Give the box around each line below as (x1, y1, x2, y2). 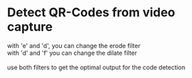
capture (7, 19, 53, 35)
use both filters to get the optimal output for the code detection (7, 63, 186, 71)
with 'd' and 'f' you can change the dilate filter (7, 49, 137, 57)
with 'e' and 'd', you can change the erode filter (7, 41, 141, 50)
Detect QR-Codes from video (7, 5, 176, 20)
